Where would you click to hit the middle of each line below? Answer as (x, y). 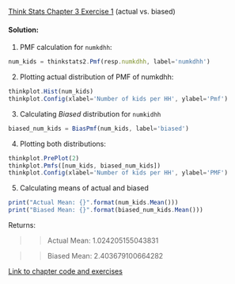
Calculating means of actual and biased (84, 188)
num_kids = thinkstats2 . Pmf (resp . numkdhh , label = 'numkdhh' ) (110, 62)
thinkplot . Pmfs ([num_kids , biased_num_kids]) (84, 166)
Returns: (22, 225)
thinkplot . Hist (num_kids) (51, 92)
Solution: (24, 29)
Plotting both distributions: (63, 144)
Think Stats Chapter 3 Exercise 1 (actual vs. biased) (92, 12)
